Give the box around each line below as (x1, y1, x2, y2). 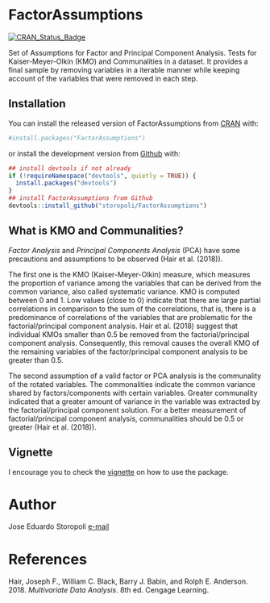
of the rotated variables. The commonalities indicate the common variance (8, 379, 255, 389)
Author (8, 495, 56, 514)
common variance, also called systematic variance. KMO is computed (8, 286, 240, 296)
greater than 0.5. (8, 355, 64, 364)
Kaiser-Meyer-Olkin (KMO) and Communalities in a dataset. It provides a (8, 56, 248, 66)
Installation (8, 97, 66, 110)
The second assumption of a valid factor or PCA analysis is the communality (8, 371, 262, 381)
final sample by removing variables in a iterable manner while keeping (8, 64, 240, 74)
